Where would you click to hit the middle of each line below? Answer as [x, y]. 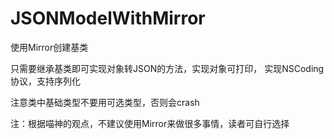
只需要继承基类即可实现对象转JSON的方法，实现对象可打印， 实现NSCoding [167, 68]
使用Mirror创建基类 [49, 47]
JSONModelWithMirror [108, 18]
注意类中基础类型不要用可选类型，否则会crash [105, 102]
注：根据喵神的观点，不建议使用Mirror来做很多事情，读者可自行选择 [150, 123]
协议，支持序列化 [45, 81]
